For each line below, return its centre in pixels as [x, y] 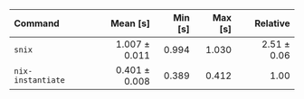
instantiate [40, 80]
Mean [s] [130, 23]
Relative [272, 23]
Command [37, 23]
